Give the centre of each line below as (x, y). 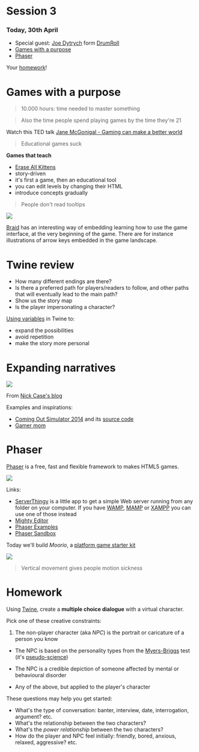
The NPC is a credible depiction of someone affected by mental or (97, 669)
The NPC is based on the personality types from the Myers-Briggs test (103, 651)
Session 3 (32, 11)
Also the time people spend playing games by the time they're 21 (101, 120)
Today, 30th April (32, 30)
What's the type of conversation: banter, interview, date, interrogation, (102, 710)
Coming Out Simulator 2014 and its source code (74, 419)
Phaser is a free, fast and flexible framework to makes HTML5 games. (93, 467)
